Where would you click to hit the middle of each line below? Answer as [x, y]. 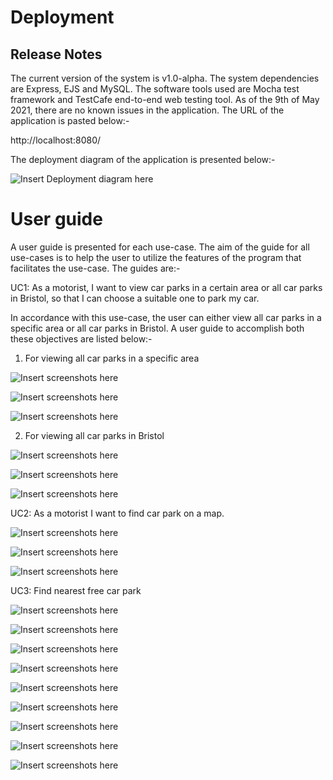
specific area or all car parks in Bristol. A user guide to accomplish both [157, 328]
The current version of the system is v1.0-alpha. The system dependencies [165, 78]
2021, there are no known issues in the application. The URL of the [147, 110]
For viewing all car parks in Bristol [94, 435]
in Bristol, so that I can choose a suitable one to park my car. [135, 298]
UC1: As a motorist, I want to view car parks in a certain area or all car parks [166, 287]
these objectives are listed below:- [81, 338]
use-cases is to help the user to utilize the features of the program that [156, 257]
